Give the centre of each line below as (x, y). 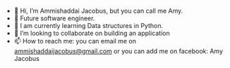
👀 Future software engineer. (54, 18)
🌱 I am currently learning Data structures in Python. (89, 26)
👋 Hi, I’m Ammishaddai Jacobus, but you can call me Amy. (98, 11)
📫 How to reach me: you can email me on (75, 41)
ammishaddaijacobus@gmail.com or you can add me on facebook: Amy (119, 51)
